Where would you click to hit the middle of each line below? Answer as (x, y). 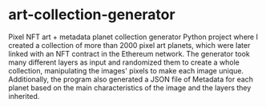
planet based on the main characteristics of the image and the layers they (130, 87)
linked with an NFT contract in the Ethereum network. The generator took (129, 53)
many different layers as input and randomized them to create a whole (124, 62)
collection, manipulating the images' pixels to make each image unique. (126, 70)
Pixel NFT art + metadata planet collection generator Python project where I (133, 37)
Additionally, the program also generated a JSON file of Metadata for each (131, 79)
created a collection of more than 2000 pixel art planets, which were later (129, 45)
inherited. (24, 96)
